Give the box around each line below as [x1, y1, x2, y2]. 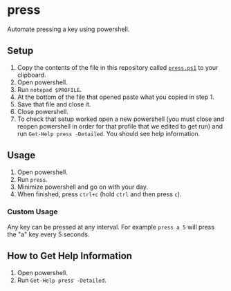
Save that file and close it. [17, 100, 91, 109]
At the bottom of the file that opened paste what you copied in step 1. [17, 93, 214, 101]
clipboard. [17, 71, 46, 79]
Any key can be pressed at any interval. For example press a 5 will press [7, 223, 215, 231]
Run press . [17, 175, 48, 183]
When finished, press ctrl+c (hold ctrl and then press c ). [17, 189, 182, 198]
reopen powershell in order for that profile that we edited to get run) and [17, 122, 223, 130]
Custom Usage [7, 207, 58, 216]
